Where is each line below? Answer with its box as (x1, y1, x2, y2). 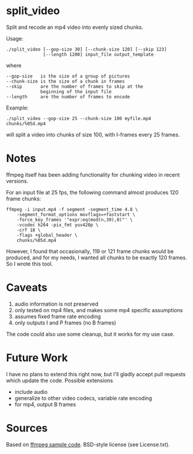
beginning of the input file (40, 88, 112, 95)
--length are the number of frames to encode (6, 94, 131, 100)
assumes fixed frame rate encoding (14, 313, 101, 320)
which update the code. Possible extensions (6, 377, 114, 384)
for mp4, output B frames (14, 400, 76, 407)
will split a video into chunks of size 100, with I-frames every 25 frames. (6, 131, 180, 138)
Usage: (6, 35, 24, 42)
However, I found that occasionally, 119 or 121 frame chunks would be (6, 247, 174, 254)
